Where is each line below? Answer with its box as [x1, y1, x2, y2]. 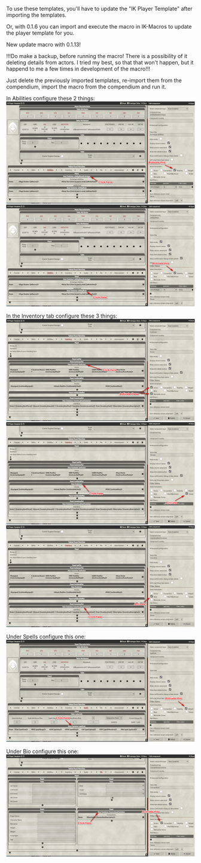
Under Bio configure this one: [6, 748, 79, 755]
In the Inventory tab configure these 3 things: [6, 312, 118, 319]
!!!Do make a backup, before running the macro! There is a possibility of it [6, 53, 187, 59]
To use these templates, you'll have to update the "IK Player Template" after [6, 5, 193, 12]
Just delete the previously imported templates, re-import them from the [6, 77, 182, 84]
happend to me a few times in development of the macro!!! [6, 65, 151, 72]
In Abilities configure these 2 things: [6, 95, 95, 102]
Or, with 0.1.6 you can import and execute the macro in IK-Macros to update [6, 23, 192, 30]
